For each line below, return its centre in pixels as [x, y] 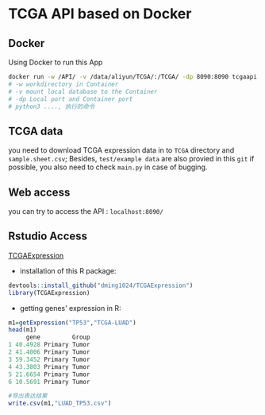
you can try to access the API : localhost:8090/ [86, 211]
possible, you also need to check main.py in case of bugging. [108, 167]
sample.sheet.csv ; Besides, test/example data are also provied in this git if [131, 159]
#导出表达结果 [28, 396]
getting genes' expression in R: [70, 308]
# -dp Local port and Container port [71, 99]
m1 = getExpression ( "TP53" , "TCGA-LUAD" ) [72, 323]
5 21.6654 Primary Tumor [49, 374]
